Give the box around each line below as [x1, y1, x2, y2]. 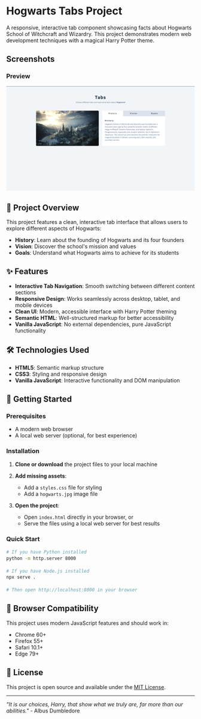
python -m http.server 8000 [6, 555, 77, 561]
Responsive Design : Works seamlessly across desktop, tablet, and [14, 295, 181, 302]
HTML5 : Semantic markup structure [14, 364, 104, 371]
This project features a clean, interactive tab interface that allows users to [6, 219, 188, 225]
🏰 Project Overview [6, 203, 80, 213]
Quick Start [6, 534, 40, 543]
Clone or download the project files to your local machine [14, 460, 157, 468]
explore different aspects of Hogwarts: [6, 225, 102, 232]
